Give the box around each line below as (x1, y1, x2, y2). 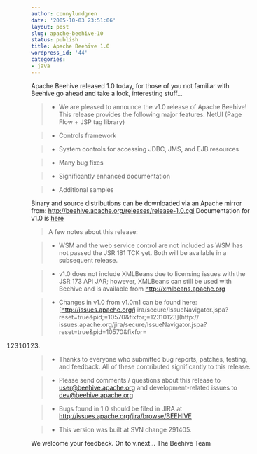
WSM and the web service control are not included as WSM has (58, 241, 243, 249)
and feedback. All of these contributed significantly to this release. (58, 362, 251, 371)
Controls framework (58, 131, 117, 139)
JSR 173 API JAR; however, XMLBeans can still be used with (58, 277, 232, 285)
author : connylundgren (31, 10, 97, 18)
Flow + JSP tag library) (58, 117, 125, 126)
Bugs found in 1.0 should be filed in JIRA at (58, 404, 183, 413)
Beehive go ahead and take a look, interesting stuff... (31, 89, 183, 97)
